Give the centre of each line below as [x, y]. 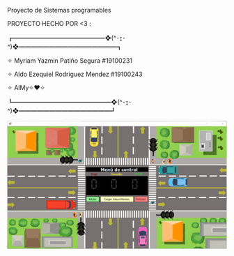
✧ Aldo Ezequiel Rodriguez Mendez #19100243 [75, 74]
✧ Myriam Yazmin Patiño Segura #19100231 [70, 61]
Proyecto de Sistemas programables [59, 10]
